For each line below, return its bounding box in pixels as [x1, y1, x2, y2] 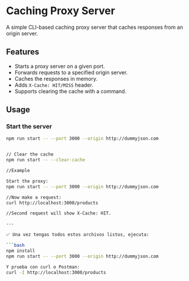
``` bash [6, 243, 25, 249]
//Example [6, 168, 31, 174]
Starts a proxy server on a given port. [14, 62, 105, 70]
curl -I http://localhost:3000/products [6, 269, 107, 275]
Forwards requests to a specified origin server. [14, 69, 128, 76]
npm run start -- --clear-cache [6, 157, 85, 163]
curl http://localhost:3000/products [6, 200, 99, 206]
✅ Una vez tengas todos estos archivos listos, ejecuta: [6, 232, 150, 238]
